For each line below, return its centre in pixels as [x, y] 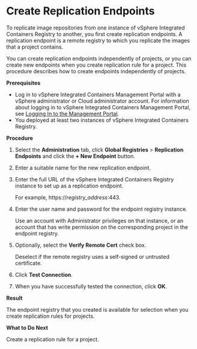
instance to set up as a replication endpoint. [69, 186]
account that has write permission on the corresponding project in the [101, 227]
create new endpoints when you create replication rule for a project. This [96, 65]
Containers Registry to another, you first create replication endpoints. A [94, 34]
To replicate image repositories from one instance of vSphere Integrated [95, 28]
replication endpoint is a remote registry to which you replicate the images [98, 40]
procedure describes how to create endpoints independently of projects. [96, 71]
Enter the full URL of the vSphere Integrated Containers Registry [94, 179]
